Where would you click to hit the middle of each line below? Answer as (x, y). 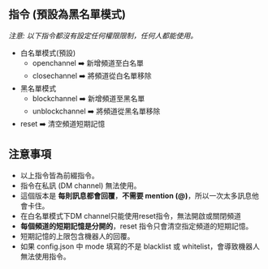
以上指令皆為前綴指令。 (59, 175)
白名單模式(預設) (48, 53)
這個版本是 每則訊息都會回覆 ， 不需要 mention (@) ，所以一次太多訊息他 (140, 195)
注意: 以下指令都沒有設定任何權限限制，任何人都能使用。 (103, 36)
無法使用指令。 (45, 256)
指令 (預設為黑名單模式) (67, 15)
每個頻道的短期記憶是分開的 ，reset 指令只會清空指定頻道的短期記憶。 (136, 226)
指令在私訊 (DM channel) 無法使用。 (80, 186)
